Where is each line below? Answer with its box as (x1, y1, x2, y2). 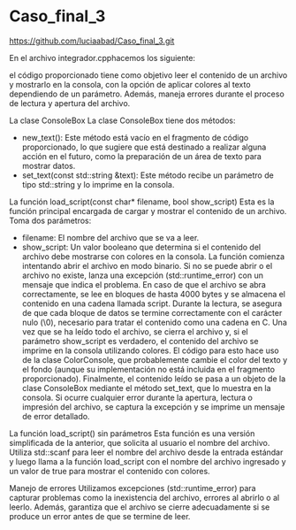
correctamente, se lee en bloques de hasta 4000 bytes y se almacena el (21, 288, 285, 299)
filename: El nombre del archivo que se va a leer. (21, 232, 200, 242)
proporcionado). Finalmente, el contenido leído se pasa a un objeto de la (21, 373, 285, 384)
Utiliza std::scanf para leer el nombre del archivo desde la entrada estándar (9, 447, 284, 457)
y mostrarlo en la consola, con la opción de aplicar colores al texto (9, 79, 251, 89)
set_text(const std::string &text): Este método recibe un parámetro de (21, 170, 274, 181)
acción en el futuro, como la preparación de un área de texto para (21, 150, 262, 161)
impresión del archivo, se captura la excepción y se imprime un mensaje (21, 401, 285, 412)
